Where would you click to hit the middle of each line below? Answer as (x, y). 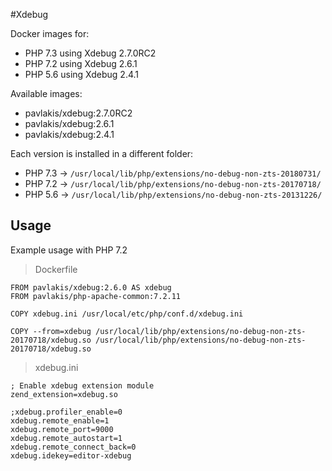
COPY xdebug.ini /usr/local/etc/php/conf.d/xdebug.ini (127, 314)
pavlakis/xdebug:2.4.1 (69, 134)
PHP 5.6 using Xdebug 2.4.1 (82, 74)
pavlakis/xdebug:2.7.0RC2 (78, 113)
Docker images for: (50, 33)
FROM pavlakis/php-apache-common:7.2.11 (96, 296)
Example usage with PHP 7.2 (69, 250)
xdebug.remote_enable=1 (60, 420)
